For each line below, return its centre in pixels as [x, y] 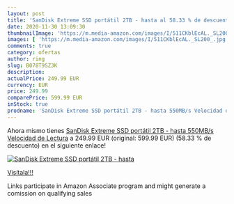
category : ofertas [34, 53]
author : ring [26, 59]
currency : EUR [28, 85]
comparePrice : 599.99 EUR [45, 98]
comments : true [29, 46]
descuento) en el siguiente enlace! [57, 145]
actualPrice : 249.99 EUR [43, 78]
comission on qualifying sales [50, 193]
